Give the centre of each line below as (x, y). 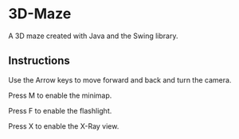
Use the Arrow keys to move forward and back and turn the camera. (120, 79)
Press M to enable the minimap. (60, 95)
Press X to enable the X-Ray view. (64, 126)
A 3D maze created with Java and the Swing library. (93, 36)
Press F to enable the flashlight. (60, 110)
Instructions (39, 61)
